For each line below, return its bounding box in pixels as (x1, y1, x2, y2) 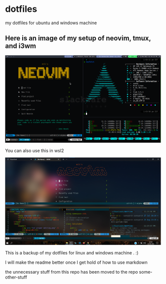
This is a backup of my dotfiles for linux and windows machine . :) (5, 249, 139, 255)
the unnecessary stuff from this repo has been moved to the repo (5, 269, 138, 275)
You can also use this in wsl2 (5, 147, 64, 154)
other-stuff (5, 274, 27, 280)
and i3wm (5, 42, 36, 50)
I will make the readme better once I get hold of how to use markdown (5, 259, 148, 265)
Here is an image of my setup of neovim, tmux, (5, 34, 151, 42)
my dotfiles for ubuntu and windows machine (5, 20, 97, 26)
